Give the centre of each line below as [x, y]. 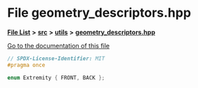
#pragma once [26, 65]
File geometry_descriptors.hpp [99, 13]
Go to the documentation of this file [59, 45]
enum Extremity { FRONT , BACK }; [56, 78]
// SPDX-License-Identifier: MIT [56, 58]
